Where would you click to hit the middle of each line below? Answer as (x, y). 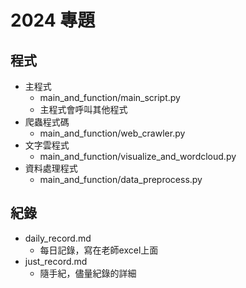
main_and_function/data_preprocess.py (121, 179)
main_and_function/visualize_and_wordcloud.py (138, 156)
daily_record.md (58, 238)
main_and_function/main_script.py (110, 97)
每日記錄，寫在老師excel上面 (99, 250)
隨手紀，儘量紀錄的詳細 (88, 273)
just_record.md (56, 261)
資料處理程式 (51, 168)
